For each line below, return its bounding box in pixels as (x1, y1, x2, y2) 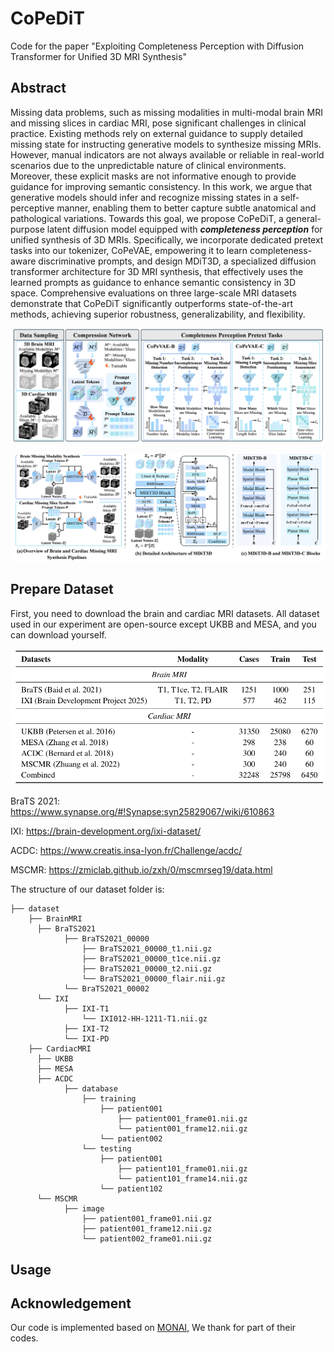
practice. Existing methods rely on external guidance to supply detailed (10, 127, 304, 139)
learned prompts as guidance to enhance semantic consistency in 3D (10, 276, 297, 288)
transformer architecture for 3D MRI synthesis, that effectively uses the (10, 265, 304, 277)
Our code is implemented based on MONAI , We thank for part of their (10, 1322, 297, 1334)
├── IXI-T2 (63, 1024, 110, 1034)
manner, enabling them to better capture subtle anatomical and (56, 202, 317, 214)
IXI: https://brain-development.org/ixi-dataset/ (10, 825, 202, 837)
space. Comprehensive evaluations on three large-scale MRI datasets (10, 287, 297, 299)
